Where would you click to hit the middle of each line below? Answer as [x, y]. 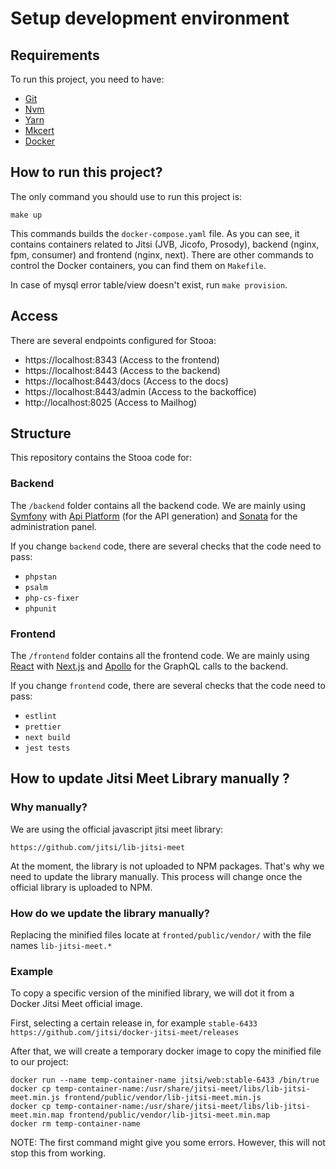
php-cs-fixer [52, 598]
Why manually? [49, 807]
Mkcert [39, 130]
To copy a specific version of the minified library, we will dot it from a [152, 993]
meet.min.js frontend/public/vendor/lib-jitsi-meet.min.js [136, 1098]
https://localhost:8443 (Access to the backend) [122, 370]
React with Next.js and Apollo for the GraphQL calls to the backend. [149, 666]
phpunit [40, 608]
